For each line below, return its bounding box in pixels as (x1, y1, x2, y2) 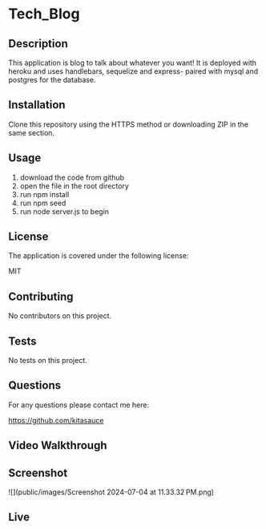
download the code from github (19, 172, 125, 182)
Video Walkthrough (8, 438, 107, 453)
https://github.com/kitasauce (8, 415, 104, 425)
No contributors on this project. (8, 311, 112, 321)
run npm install (19, 189, 70, 199)
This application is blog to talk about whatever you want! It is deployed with (8, 58, 257, 67)
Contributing (8, 289, 74, 303)
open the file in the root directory (19, 181, 130, 191)
